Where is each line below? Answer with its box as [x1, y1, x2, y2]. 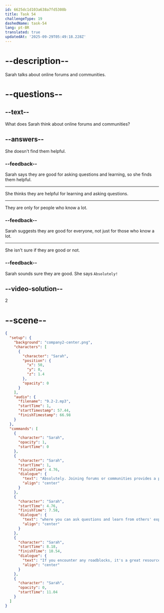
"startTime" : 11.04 [18, 590, 58, 595]
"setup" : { [9, 336, 32, 340]
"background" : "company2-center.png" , [14, 340, 93, 345]
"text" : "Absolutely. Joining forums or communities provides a [22, 476, 156, 481]
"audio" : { [14, 394, 36, 400]
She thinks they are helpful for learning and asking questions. [5, 190, 128, 196]
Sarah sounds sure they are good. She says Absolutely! [5, 271, 118, 276]
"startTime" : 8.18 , [18, 544, 58, 550]
